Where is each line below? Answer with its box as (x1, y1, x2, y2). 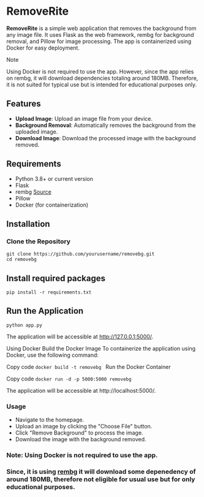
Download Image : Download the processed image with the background (15, 134, 196, 142)
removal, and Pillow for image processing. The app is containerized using (6, 37, 192, 45)
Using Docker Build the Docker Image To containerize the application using (6, 344, 196, 352)
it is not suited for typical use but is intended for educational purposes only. (6, 81, 197, 88)
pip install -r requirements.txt (6, 289, 92, 295)
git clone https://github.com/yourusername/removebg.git (6, 251, 155, 257)
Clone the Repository (6, 237, 71, 246)
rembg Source (15, 188, 52, 195)
